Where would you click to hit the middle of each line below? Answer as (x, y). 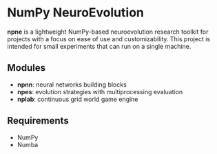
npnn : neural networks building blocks (72, 85)
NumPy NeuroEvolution (76, 13)
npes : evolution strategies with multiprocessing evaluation (100, 91)
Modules (27, 68)
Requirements (38, 121)
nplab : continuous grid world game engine (77, 99)
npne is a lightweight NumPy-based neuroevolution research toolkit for (108, 32)
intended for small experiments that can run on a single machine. (99, 46)
